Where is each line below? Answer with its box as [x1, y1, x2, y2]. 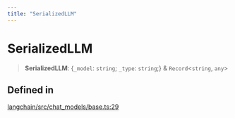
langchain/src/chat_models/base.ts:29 [7, 103, 119, 111]
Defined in [7, 84, 54, 96]
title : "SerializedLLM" [7, 10, 78, 18]
